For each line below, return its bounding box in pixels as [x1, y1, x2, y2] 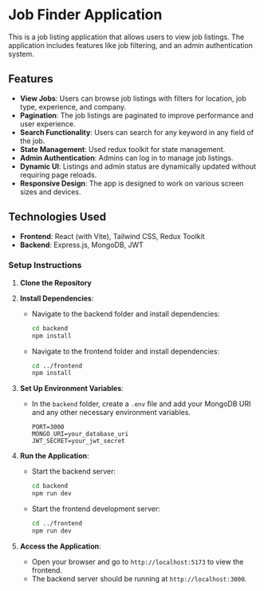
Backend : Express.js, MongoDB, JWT [19, 240, 144, 250]
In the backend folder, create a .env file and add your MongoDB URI [31, 399, 251, 409]
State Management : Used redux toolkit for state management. [19, 144, 226, 154]
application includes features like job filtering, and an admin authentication [8, 40, 254, 50]
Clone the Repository [19, 278, 92, 287]
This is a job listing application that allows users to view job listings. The [8, 32, 245, 42]
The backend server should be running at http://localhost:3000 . [31, 573, 247, 583]
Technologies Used [8, 210, 106, 224]
